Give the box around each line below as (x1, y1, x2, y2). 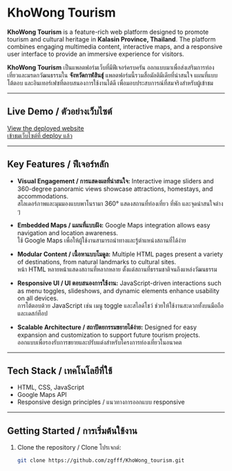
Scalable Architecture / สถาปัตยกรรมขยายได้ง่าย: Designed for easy (17, 323, 197, 331)
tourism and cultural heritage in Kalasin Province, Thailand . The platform (7, 35, 216, 43)
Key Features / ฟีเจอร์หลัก (7, 158, 109, 170)
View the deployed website (7, 124, 84, 132)
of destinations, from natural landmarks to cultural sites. (17, 257, 177, 266)
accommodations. (17, 192, 69, 200)
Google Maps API (17, 391, 67, 399)
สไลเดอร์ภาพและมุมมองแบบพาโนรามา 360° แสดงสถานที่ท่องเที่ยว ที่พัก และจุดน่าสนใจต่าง (17, 199, 224, 207)
